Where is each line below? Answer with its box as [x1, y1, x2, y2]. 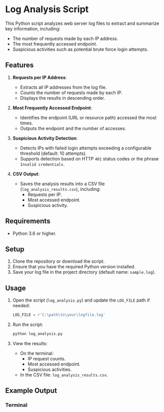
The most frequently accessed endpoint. [12, 40, 97, 47]
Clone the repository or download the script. [12, 258, 105, 264]
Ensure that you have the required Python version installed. [12, 264, 136, 270]
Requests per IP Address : [12, 74, 67, 80]
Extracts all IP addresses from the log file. [20, 84, 107, 90]
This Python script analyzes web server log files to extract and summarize [5, 20, 159, 26]
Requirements [5, 217, 50, 226]
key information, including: [5, 25, 61, 31]
